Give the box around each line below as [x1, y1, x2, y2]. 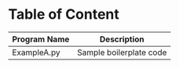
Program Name [12, 34, 70, 45]
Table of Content [8, 5, 120, 23]
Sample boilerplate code [77, 47, 167, 58]
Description [99, 34, 144, 45]
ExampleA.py [12, 47, 60, 58]
